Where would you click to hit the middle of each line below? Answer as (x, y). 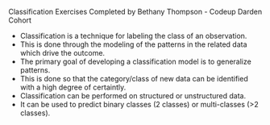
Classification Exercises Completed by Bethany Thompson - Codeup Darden (135, 12)
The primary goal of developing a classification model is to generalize (135, 61)
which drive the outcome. (62, 53)
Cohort (20, 20)
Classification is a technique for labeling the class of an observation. (133, 36)
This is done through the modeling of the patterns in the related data (133, 44)
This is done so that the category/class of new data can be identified (134, 79)
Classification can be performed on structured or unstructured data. (133, 96)
